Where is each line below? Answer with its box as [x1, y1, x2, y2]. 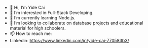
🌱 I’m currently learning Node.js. [9, 15, 75, 20]
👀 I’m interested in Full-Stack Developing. [9, 10, 94, 16]
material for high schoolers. [9, 25, 66, 31]
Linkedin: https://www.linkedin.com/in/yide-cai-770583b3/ [9, 38, 129, 43]
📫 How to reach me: [9, 31, 52, 36]
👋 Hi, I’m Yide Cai [9, 5, 45, 10]
